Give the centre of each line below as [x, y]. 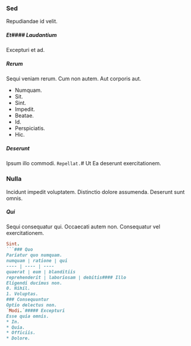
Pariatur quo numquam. [34, 255]
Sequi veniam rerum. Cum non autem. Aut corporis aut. [74, 79]
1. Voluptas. [22, 294]
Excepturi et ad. [26, 50]
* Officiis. [21, 333]
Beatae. [24, 116]
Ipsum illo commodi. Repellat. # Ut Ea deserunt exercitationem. [84, 163]
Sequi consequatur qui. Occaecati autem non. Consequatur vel [83, 227]
